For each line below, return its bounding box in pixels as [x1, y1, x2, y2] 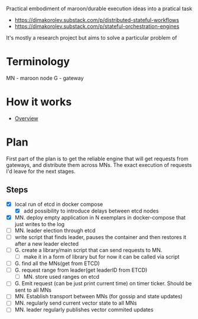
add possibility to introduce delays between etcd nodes [23, 207, 159, 214]
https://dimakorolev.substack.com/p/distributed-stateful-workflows [14, 17, 179, 23]
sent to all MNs [14, 286, 52, 294]
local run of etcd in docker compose [14, 201, 103, 208]
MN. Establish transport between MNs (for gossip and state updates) [14, 293, 183, 300]
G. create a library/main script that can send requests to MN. [14, 246, 163, 253]
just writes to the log [14, 220, 65, 227]
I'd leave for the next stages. [6, 167, 76, 175]
